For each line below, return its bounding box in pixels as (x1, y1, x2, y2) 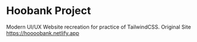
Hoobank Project (6, 4, 91, 17)
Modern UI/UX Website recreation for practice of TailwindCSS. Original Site (6, 23, 191, 30)
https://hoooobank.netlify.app (6, 29, 79, 36)
